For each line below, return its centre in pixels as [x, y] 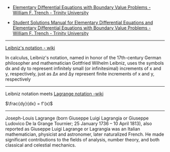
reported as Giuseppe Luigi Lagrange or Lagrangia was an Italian [73, 129]
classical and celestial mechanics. [41, 145]
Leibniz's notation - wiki [30, 48]
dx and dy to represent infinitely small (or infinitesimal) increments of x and [83, 68]
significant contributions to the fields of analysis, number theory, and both [82, 140]
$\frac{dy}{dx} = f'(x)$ [29, 104]
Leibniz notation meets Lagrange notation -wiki [54, 94]
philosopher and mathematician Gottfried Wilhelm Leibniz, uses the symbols [85, 63]
